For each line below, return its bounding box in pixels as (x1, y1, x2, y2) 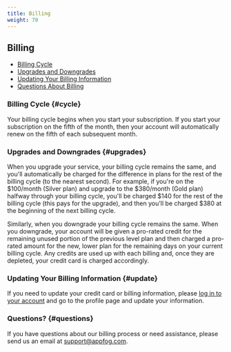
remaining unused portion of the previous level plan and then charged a (7, 234, 210, 242)
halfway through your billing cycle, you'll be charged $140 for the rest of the (7, 191, 223, 200)
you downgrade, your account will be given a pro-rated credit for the (7, 227, 202, 235)
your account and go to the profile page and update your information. (7, 297, 205, 305)
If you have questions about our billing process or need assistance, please (7, 329, 219, 338)
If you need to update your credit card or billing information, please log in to (7, 289, 222, 298)
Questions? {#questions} (7, 314, 94, 324)
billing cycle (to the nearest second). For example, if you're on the (7, 177, 194, 185)
